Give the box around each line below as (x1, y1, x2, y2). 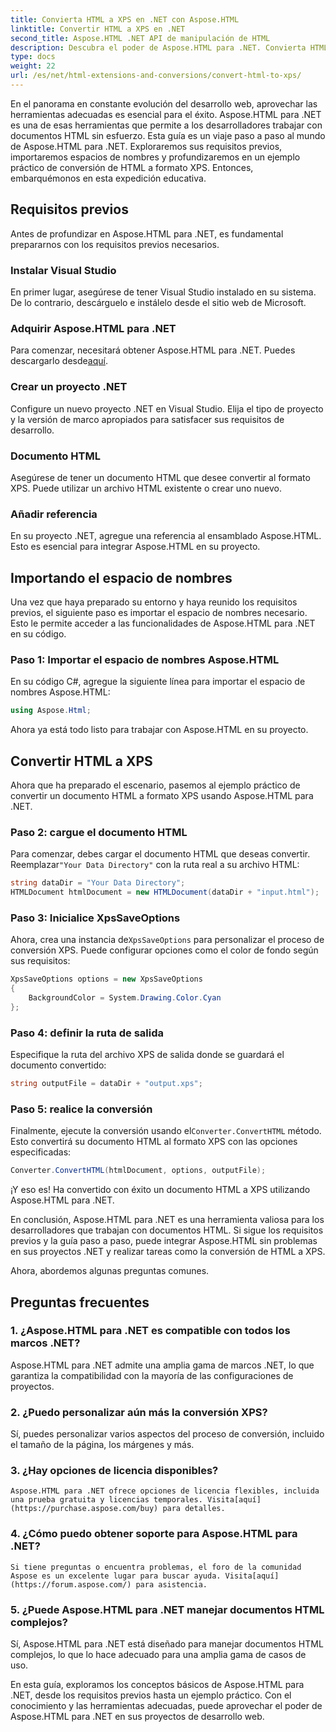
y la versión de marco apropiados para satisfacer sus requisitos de (10, 413, 285, 425)
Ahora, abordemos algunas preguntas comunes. (10, 1265, 210, 1277)
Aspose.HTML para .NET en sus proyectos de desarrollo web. (10, 1711, 265, 1723)
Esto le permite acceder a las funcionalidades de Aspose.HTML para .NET (10, 617, 316, 629)
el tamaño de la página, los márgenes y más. (10, 1439, 195, 1451)
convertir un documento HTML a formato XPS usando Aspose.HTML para (10, 789, 314, 801)
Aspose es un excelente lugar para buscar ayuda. (10, 1571, 222, 1581)
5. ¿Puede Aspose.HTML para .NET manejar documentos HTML (10, 1602, 325, 1616)
